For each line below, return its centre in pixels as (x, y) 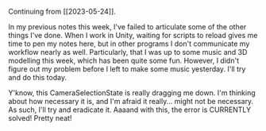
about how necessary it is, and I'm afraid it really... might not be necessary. (131, 101)
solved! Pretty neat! (40, 118)
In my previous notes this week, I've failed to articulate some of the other (127, 27)
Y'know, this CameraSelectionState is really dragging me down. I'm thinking (132, 93)
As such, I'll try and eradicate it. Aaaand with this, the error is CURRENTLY (130, 110)
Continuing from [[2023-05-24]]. (62, 12)
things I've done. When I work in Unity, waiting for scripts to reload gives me (133, 35)
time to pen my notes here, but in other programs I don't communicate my (129, 44)
